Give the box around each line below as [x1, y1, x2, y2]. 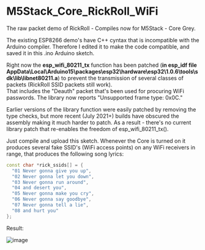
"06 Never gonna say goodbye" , [12, 196, 92, 203]
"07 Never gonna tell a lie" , [12, 202, 89, 208]
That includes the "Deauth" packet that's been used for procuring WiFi [6, 87, 185, 94]
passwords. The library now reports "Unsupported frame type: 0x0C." [6, 94, 183, 101]
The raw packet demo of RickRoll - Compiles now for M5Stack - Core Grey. [6, 25, 196, 32]
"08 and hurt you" [12, 207, 59, 214]
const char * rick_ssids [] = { [6, 162, 84, 168]
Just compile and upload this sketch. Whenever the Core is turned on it [6, 137, 185, 145]
